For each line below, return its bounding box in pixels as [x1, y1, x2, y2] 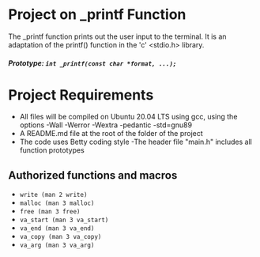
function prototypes [19, 146, 85, 155]
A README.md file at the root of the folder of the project [19, 129, 203, 138]
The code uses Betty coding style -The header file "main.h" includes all [19, 137, 253, 147]
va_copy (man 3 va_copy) [19, 233, 102, 241]
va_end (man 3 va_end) [19, 225, 95, 232]
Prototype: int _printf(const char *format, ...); [8, 58, 177, 68]
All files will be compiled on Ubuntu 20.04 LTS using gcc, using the [19, 112, 238, 122]
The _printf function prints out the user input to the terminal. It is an [8, 32, 227, 41]
